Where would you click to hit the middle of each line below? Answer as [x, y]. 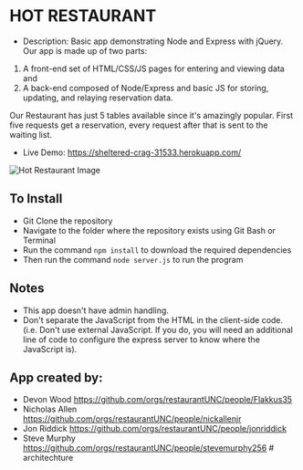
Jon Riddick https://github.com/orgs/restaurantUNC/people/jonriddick [155, 429]
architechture [48, 458]
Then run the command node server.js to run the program [133, 259]
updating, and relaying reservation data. [98, 98]
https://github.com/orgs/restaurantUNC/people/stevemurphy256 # [148, 448]
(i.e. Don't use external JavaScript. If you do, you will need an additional [158, 329]
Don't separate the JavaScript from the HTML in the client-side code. [153, 319]
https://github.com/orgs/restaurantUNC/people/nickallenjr [132, 419]
